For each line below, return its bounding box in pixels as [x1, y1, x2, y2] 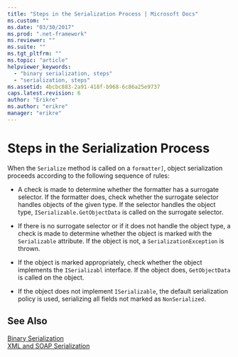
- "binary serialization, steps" [13, 70, 113, 77]
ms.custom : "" [7, 17, 50, 24]
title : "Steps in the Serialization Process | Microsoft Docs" [7, 10, 199, 18]
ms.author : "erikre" [7, 103, 69, 110]
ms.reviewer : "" [7, 37, 55, 44]
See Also [7, 315, 48, 327]
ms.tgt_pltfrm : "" [7, 50, 62, 58]
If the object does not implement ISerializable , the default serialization [17, 287, 229, 295]
